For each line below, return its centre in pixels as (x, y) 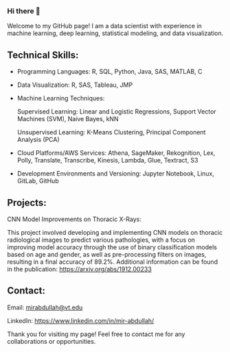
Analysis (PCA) (38, 140)
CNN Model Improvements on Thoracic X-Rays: (74, 219)
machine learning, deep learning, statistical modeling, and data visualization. (115, 33)
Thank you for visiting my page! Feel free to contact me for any (96, 334)
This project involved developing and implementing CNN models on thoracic (115, 232)
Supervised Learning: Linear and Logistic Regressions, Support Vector (116, 112)
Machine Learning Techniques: (61, 99)
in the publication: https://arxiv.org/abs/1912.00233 (80, 269)
